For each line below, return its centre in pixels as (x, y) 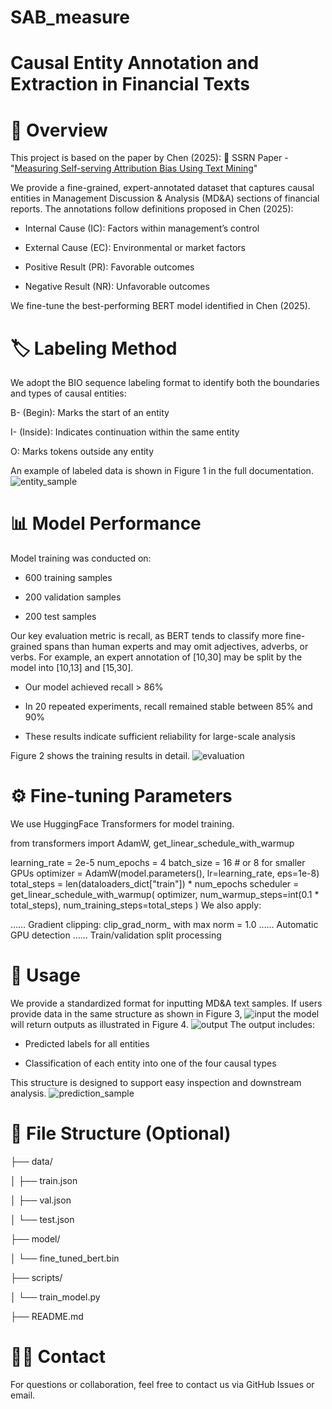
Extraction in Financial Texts (130, 84)
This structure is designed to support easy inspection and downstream (156, 1083)
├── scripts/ (36, 1277)
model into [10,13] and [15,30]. (72, 668)
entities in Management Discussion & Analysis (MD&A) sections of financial (165, 198)
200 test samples (60, 617)
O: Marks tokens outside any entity (82, 452)
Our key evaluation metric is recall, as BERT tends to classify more (146, 636)
